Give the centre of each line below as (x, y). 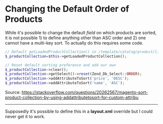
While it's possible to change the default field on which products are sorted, (81, 32)
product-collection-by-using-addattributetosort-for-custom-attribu (72, 97)
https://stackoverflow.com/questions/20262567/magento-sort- (85, 93)
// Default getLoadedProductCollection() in (51, 52)
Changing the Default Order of (67, 9)
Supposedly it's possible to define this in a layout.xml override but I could (79, 111)
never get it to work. (25, 117)
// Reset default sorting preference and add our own (61, 65)
